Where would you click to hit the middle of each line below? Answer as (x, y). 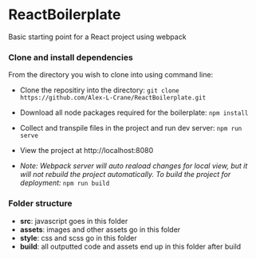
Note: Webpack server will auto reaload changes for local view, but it (134, 166)
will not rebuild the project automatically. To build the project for (125, 175)
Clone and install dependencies (71, 57)
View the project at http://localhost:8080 (87, 151)
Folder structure (40, 203)
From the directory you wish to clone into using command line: (111, 75)
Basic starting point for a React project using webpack (97, 37)
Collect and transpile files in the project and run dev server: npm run (131, 128)
